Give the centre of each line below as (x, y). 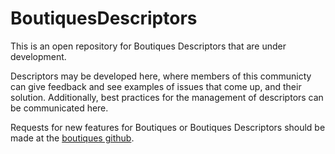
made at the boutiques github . (72, 138)
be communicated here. (59, 108)
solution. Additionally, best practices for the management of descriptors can (167, 97)
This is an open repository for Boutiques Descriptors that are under (148, 46)
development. (38, 56)
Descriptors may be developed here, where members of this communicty (161, 76)
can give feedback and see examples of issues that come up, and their (156, 86)
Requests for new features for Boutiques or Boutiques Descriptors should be (168, 127)
